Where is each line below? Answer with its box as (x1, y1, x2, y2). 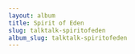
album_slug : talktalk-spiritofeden (8, 33, 128, 42)
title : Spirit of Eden (8, 19, 84, 27)
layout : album (8, 11, 56, 20)
